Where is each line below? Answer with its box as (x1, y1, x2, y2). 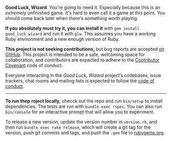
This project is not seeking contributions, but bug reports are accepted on (5, 46, 165, 52)
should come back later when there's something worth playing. (5, 15, 138, 21)
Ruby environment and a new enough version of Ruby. (5, 36, 120, 42)
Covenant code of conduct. (5, 63, 63, 68)
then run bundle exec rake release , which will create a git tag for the (5, 124, 151, 130)
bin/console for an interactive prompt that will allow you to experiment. (5, 109, 155, 115)
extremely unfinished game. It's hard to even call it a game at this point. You (5, 10, 165, 16)
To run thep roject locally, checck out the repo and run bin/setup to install (5, 98, 163, 104)
